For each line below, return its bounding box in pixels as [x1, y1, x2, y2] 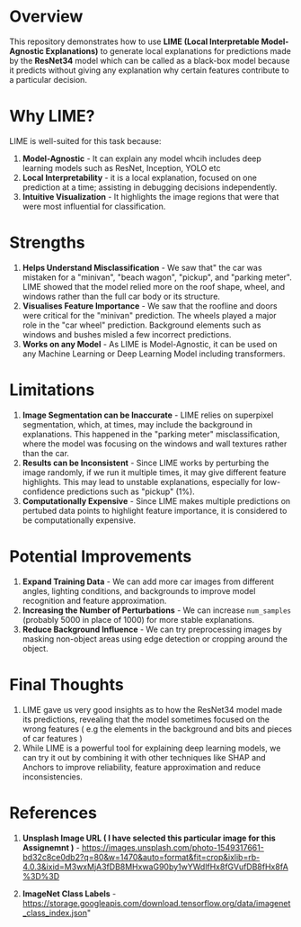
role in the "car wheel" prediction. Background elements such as [22, 319, 261, 330]
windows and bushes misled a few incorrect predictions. [22, 328, 232, 339]
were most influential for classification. [22, 201, 166, 211]
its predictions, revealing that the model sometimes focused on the [22, 714, 270, 724]
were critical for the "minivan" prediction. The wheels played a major [22, 310, 277, 320]
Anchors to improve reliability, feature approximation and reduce [22, 761, 261, 772]
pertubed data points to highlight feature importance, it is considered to [22, 505, 288, 516]
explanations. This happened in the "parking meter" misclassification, [22, 428, 280, 439]
